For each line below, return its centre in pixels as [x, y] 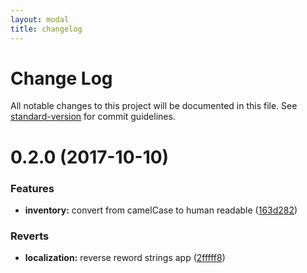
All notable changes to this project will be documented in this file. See [154, 106]
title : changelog [46, 29]
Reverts [30, 236]
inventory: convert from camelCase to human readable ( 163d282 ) [161, 210]
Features [32, 188]
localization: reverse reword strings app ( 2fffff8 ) [125, 258]
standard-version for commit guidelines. [93, 117]
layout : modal [40, 19]
